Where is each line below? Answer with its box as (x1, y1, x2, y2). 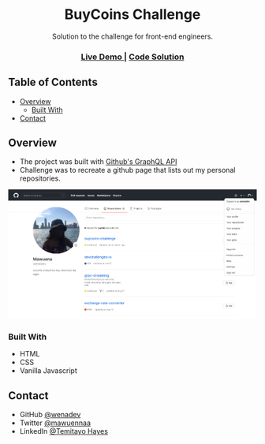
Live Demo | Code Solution (80, 51, 185, 62)
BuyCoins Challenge (64, 6, 201, 24)
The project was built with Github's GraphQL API (19, 157, 177, 166)
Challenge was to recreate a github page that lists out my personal (19, 166, 236, 175)
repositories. (19, 173, 61, 183)
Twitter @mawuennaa (19, 418, 91, 427)
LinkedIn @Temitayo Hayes (19, 427, 109, 436)
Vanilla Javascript (19, 366, 77, 375)
